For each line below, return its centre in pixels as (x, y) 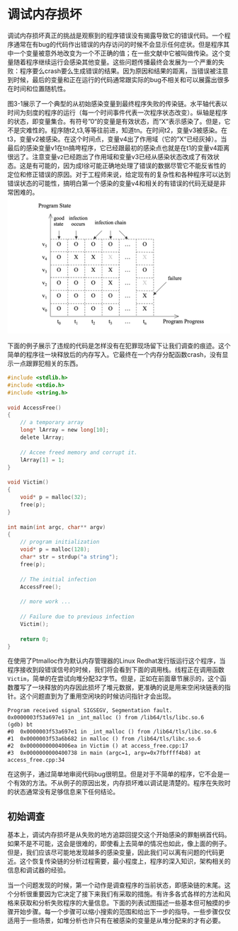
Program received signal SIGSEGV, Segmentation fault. (90, 711)
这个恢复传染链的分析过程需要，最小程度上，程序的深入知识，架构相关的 (125, 862)
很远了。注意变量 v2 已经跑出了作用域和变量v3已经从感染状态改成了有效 (110, 156)
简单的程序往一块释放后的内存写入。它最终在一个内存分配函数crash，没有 (115, 355)
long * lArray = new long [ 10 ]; (65, 430)
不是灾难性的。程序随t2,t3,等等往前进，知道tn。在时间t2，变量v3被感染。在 (118, 130)
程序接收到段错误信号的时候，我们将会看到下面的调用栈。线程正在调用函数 (116, 670)
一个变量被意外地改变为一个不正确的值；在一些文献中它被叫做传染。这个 (119, 53)
